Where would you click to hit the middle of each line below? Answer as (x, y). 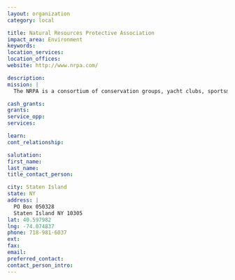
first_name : (24, 162)
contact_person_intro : (40, 265)
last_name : (23, 168)
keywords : (22, 46)
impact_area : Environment (45, 39)
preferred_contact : (36, 259)
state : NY (22, 194)
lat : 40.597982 (29, 220)
